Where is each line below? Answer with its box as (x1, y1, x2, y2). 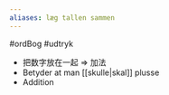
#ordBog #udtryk (9, 38, 74, 49)
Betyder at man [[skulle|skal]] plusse (22, 67, 160, 78)
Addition (22, 76, 54, 87)
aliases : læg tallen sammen (9, 13, 116, 23)
